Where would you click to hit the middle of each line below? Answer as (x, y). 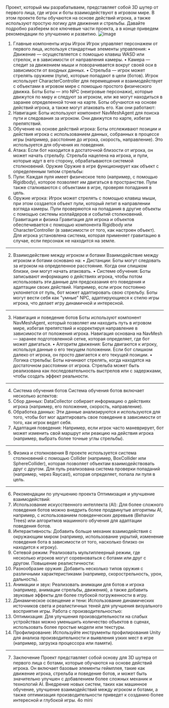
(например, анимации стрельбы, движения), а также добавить (80, 590)
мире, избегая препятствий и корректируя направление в (75, 328)
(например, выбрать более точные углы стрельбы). (68, 438)
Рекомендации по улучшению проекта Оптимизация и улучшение (84, 494)
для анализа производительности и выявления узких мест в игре (83, 638)
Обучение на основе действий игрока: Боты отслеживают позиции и (87, 129)
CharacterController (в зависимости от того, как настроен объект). (84, 230)
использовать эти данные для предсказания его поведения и (79, 282)
